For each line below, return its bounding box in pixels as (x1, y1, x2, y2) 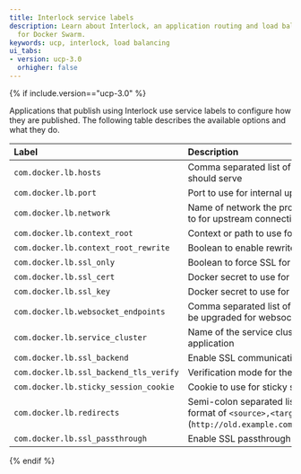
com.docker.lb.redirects (13, 408, 120, 417)
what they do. (9, 124, 60, 135)
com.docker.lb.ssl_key (13, 286, 110, 296)
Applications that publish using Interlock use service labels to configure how (9, 105, 291, 116)
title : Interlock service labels (9, 13, 134, 22)
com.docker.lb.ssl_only (13, 257, 116, 268)
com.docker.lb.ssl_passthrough (13, 433, 148, 443)
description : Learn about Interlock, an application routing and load (9, 22, 279, 31)
